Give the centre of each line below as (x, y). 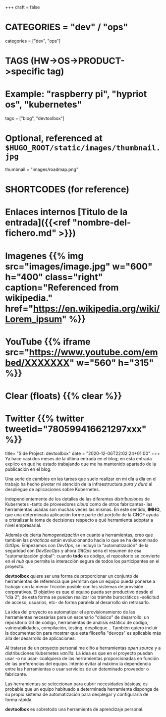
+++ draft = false (23, 7)
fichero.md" (31, 233)
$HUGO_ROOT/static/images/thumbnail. (83, 148)
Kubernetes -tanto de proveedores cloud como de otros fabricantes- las (79, 504)
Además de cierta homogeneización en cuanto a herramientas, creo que (79, 535)
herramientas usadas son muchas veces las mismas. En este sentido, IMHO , (83, 509)
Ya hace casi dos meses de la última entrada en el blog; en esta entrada (79, 458)
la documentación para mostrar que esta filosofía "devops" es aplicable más (83, 633)
